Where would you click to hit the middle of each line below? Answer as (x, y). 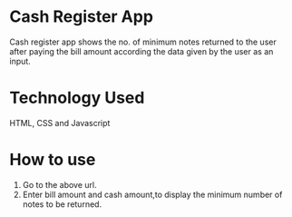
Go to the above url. (59, 184)
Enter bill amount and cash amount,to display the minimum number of (152, 194)
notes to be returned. (62, 204)
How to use (53, 160)
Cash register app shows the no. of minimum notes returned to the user (143, 42)
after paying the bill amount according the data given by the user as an (141, 51)
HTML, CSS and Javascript (60, 123)
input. (20, 61)
